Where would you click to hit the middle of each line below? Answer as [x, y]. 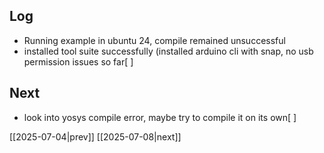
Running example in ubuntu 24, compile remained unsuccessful [154, 40]
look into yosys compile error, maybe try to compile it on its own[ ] [160, 117]
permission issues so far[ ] [78, 61]
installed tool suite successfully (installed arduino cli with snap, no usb [168, 51]
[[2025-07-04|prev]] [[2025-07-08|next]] [95, 136]
